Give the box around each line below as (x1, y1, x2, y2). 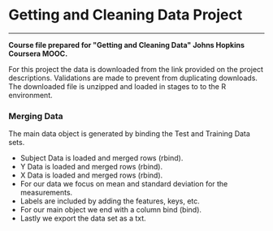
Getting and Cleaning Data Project (8, 6, 243, 24)
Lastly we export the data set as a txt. (19, 213, 146, 224)
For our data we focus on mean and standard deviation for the (19, 179, 228, 189)
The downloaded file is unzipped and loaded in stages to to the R (8, 81, 226, 91)
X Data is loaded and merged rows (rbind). (19, 170, 163, 180)
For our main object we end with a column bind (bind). (19, 205, 201, 215)
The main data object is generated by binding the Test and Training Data (8, 129, 250, 139)
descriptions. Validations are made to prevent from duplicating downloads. (8, 73, 258, 83)
